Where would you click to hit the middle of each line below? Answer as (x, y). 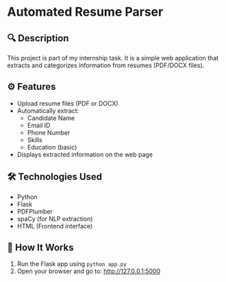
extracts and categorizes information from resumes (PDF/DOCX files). (106, 65)
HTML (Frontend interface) (55, 226)
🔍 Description (38, 38)
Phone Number (49, 132)
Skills (35, 140)
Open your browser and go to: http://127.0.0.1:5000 (89, 271)
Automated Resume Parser (85, 12)
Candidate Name (51, 118)
